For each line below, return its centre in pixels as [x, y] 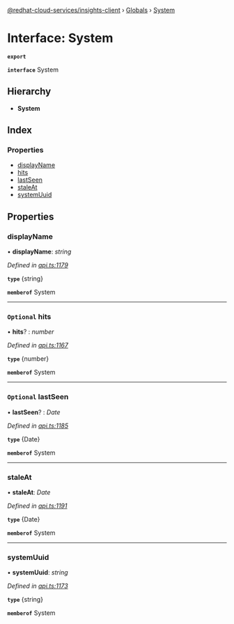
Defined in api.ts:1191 [37, 506]
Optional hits [29, 317]
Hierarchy [29, 92]
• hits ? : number [31, 332]
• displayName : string [39, 252]
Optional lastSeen [38, 397]
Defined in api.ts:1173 [38, 586]
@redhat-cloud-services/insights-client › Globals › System [91, 10]
